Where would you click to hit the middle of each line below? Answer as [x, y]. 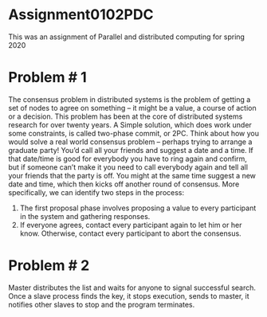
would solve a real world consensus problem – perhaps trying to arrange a [130, 142]
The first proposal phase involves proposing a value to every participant [138, 208]
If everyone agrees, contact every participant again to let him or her [131, 225]
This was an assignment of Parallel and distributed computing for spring [127, 37]
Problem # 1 [48, 78]
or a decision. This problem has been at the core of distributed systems [126, 116]
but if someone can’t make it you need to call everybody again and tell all [128, 167]
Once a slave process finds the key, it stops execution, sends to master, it [129, 295]
